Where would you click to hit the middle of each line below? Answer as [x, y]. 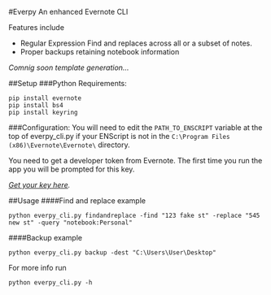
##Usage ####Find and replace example [77, 201]
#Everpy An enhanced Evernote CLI [68, 12]
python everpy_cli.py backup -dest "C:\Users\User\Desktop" [113, 253]
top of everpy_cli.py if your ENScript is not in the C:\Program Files [119, 136]
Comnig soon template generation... [69, 67]
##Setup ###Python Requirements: [68, 83]
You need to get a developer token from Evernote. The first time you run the [135, 161]
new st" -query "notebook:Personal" [70, 223]
